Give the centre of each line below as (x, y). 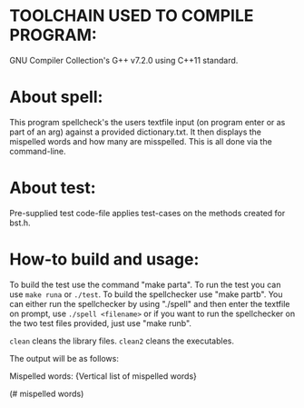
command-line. (38, 151)
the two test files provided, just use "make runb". (101, 323)
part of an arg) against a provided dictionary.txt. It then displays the (135, 132)
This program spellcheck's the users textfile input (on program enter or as (147, 122)
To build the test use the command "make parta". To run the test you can (145, 284)
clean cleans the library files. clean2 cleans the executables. (122, 341)
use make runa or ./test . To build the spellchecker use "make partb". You (146, 294)
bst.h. (20, 223)
